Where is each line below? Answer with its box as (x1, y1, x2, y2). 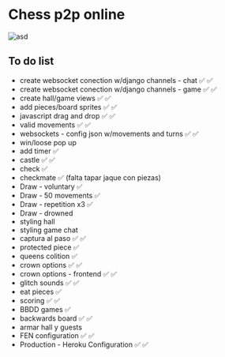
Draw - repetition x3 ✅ (19, 199, 93, 209)
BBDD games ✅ (19, 304, 71, 314)
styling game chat (19, 225, 79, 235)
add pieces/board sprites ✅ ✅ (19, 102, 118, 111)
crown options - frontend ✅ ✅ (19, 269, 117, 278)
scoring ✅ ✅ (19, 295, 61, 305)
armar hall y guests (19, 322, 83, 332)
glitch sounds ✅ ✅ (19, 278, 80, 287)
